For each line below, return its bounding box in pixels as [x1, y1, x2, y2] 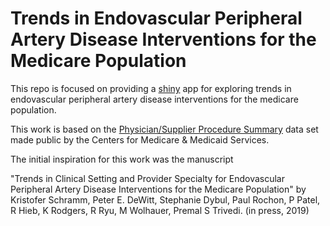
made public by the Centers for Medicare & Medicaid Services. [10, 133, 270, 146]
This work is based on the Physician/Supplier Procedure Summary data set [10, 123, 319, 135]
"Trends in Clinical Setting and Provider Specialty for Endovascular [10, 172, 285, 184]
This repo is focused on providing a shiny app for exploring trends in [10, 82, 292, 94]
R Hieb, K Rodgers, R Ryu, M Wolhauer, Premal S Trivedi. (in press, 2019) [10, 204, 310, 216]
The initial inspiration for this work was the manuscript [10, 153, 234, 165]
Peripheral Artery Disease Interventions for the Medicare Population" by [10, 183, 307, 195]
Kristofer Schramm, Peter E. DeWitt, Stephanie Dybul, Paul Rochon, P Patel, [10, 193, 321, 206]
